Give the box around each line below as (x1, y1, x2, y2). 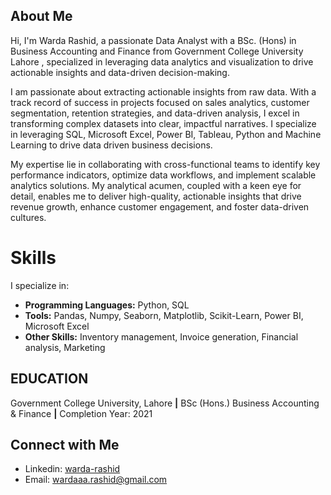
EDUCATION (10, 370, 89, 388)
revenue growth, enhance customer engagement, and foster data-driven (10, 200, 310, 213)
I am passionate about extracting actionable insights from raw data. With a (10, 85, 317, 98)
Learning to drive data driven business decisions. (10, 139, 213, 151)
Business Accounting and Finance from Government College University (10, 45, 304, 57)
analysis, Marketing (24, 341, 106, 353)
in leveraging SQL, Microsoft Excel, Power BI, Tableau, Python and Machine (10, 128, 322, 140)
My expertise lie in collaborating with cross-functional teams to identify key (10, 158, 321, 170)
